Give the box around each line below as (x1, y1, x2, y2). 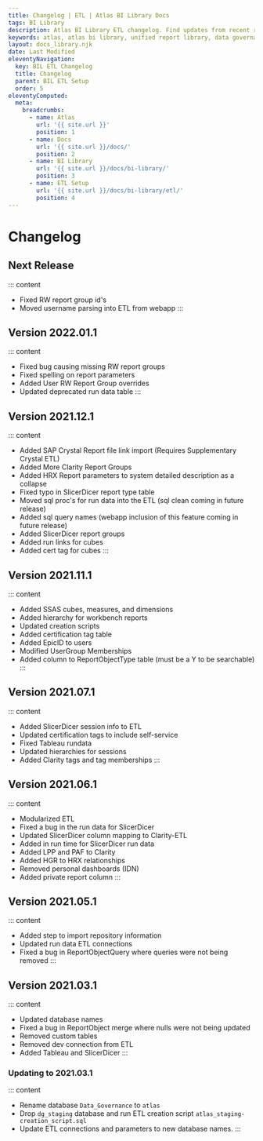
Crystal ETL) (19, 454, 60, 464)
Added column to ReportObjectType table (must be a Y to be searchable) (19, 654, 255, 664)
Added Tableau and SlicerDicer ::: (19, 1048, 128, 1058)
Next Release (8, 259, 74, 272)
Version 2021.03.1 (8, 979, 98, 992)
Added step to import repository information (19, 931, 162, 940)
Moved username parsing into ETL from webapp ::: (19, 303, 184, 312)
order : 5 (15, 84, 44, 93)
